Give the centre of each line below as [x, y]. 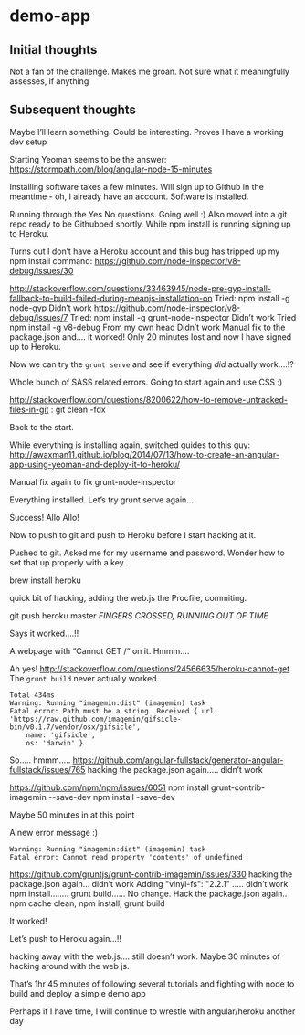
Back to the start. [42, 427]
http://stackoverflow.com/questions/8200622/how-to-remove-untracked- [148, 399]
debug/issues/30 [42, 270]
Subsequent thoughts [73, 110]
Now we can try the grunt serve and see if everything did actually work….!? [152, 364]
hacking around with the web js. [69, 966]
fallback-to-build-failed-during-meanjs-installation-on [111, 298]
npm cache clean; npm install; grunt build [88, 903]
